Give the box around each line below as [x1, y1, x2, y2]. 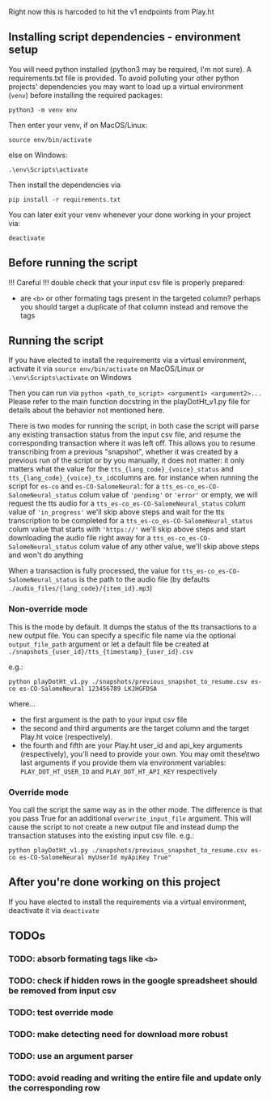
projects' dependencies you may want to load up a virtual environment [8, 81, 244, 92]
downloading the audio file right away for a [8, 533, 151, 543]
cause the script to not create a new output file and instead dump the [8, 822, 239, 832]
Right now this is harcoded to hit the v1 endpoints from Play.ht [8, 7, 214, 16]
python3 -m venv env [8, 105, 78, 114]
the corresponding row [8, 1082, 101, 1093]
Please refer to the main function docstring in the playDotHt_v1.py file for [8, 397, 251, 407]
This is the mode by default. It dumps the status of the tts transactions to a [8, 621, 257, 631]
